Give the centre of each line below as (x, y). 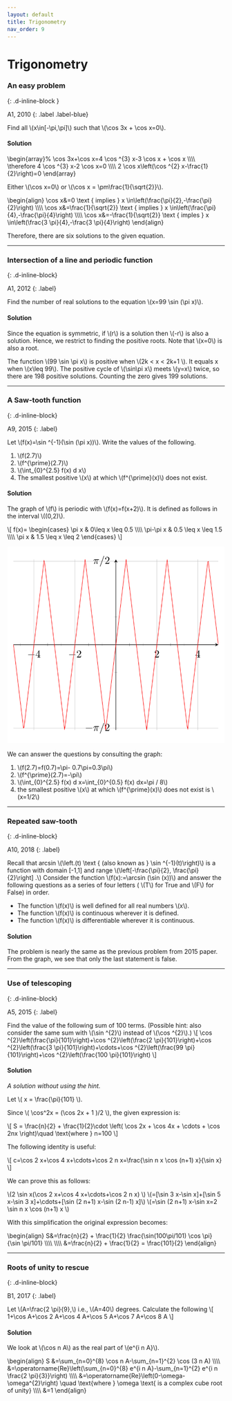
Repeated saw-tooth (42, 821)
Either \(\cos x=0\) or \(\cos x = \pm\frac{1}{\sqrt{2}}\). (85, 187)
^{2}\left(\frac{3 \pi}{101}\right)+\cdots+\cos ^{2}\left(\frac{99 (95, 1047)
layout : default (30, 15)
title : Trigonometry (37, 22)
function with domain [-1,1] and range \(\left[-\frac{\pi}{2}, (89, 870)
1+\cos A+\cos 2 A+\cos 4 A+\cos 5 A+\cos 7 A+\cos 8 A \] (90, 1316)
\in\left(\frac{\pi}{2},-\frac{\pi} (170, 200)
